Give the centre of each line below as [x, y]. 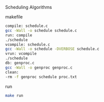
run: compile [19, 35]
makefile [14, 17]
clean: [12, 72]
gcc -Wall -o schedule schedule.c [41, 30]
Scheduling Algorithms [29, 7]
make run [14, 96]
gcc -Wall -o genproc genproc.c [39, 67]
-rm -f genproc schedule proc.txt [41, 77]
